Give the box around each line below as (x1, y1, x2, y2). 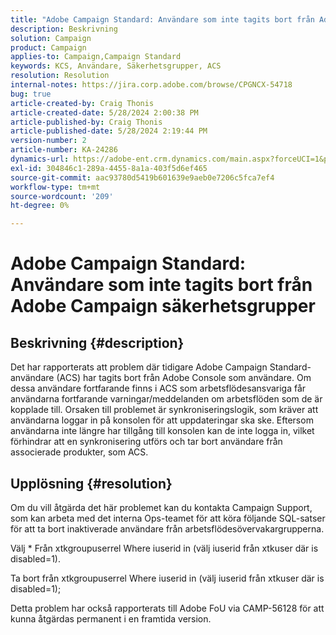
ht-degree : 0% (10, 201, 70, 211)
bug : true (10, 89, 52, 99)
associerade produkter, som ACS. (10, 446, 149, 458)
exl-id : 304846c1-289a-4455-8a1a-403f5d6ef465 (10, 163, 208, 173)
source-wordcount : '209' (10, 191, 114, 201)
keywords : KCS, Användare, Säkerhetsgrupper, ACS (10, 61, 222, 71)
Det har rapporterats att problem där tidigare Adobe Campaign (10, 361, 268, 373)
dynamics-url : (10, 154, 70, 164)
